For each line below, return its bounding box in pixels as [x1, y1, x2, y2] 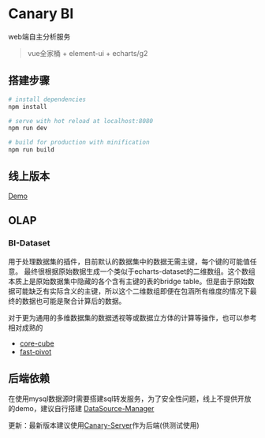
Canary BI [8, 5, 74, 23]
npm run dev [8, 124, 47, 133]
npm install [8, 103, 47, 110]
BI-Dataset [8, 238, 50, 249]
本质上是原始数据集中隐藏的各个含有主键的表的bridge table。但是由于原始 [8, 276, 248, 286]
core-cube [19, 339, 54, 348]
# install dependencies [8, 95, 87, 103]
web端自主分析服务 [8, 32, 71, 41]
